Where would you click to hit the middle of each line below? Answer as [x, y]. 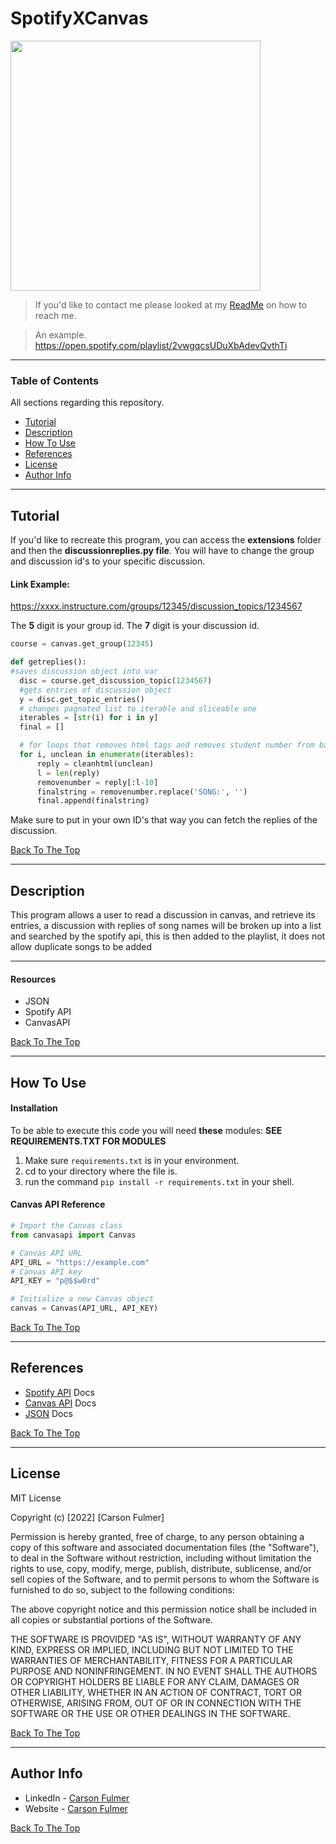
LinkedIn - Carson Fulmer [77, 1798]
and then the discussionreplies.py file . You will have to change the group [162, 551]
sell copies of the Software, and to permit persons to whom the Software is [165, 1579]
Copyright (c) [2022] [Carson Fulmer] [87, 1517]
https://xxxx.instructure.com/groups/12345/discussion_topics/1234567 [156, 606]
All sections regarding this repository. [87, 403]
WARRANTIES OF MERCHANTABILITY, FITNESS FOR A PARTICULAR [151, 1660]
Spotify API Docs [59, 1392]
